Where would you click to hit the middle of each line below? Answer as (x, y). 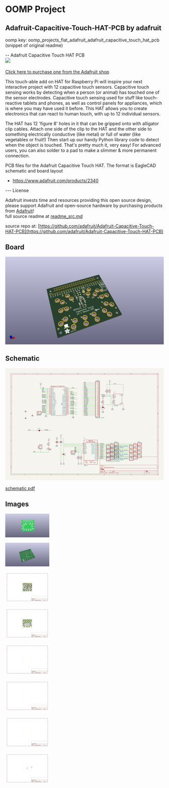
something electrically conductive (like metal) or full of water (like (73, 134)
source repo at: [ (22, 226)
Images (17, 504)
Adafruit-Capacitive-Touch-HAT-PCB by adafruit (83, 28)
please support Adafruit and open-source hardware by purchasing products (84, 206)
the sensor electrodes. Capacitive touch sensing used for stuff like (74, 98)
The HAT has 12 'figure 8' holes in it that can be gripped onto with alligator (82, 124)
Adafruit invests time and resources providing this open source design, (79, 200)
